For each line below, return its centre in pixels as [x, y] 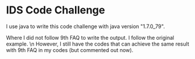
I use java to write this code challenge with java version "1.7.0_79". [85, 26]
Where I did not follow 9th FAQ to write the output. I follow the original [90, 37]
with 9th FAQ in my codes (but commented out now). [70, 50]
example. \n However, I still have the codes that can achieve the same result [97, 44]
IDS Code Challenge [56, 10]
